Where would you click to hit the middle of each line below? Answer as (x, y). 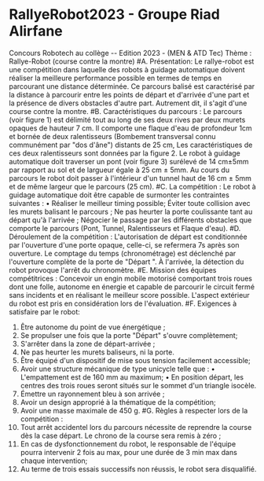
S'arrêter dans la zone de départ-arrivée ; (88, 343)
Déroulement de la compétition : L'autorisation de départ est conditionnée (128, 237)
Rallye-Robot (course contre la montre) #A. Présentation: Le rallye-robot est (132, 61)
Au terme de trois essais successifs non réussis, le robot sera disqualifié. (138, 468)
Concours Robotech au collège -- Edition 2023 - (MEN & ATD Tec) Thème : (130, 53)
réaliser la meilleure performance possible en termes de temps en (115, 78)
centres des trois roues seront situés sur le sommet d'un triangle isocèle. (138, 385)
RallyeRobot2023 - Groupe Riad (115, 15)
